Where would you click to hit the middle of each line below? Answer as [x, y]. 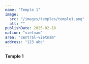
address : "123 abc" [25, 42]
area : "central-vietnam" [30, 38]
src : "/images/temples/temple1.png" [47, 19]
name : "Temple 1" [23, 10]
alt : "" [17, 24]
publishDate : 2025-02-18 [30, 28]
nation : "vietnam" [24, 33]
